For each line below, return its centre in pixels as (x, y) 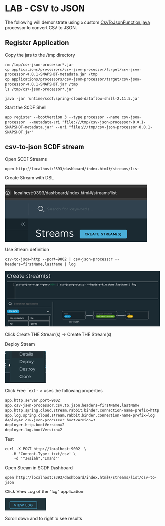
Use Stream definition (27, 249)
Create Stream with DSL (29, 177)
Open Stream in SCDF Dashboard (39, 468)
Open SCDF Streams (26, 159)
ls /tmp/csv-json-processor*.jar (39, 89)
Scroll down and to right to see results (43, 519)
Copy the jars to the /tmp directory (40, 55)
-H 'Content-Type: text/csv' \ (44, 454)
